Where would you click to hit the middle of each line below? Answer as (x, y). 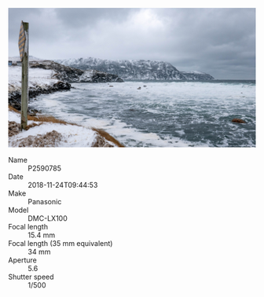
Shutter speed (31, 277)
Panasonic (45, 201)
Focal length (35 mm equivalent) (60, 243)
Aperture (22, 260)
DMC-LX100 (48, 218)
